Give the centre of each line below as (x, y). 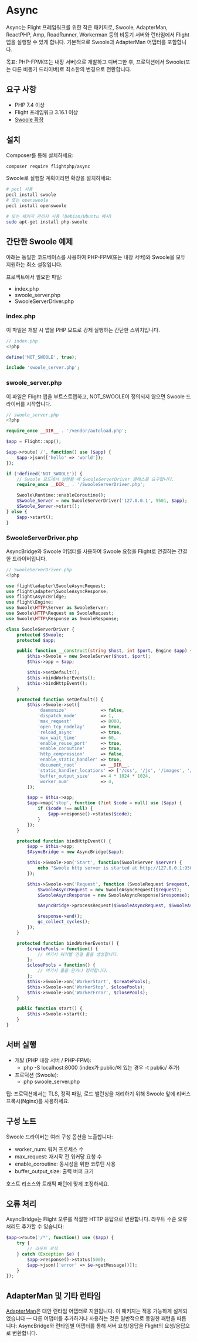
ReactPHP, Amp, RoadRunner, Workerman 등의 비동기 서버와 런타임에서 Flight (98, 34)
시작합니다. (39, 404)
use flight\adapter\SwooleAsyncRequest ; (56, 586)
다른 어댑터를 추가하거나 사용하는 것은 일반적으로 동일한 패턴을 (104, 1318)
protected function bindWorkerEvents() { (68, 943)
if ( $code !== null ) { (65, 809)
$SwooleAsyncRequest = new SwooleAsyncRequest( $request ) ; (110, 890)
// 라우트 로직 (43, 1249)
